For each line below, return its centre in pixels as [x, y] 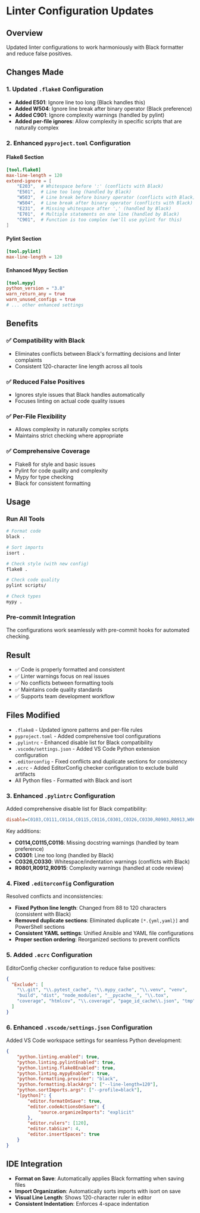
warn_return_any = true [36, 294]
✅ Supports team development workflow [65, 696]
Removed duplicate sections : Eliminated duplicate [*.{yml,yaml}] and [102, 920]
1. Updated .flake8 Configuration [55, 89]
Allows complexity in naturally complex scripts [72, 430]
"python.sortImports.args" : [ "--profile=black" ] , [80, 1090]
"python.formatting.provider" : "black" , [68, 1079]
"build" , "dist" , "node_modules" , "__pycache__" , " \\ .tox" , [93, 996]
